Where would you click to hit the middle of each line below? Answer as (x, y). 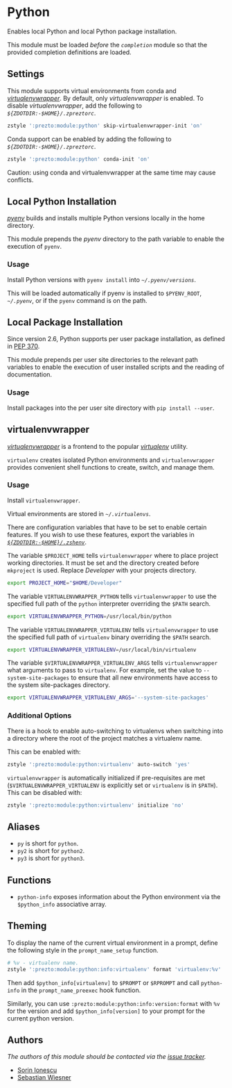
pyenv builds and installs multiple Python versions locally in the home (106, 218)
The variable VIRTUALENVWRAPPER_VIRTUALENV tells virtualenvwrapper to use (113, 629)
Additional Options (39, 716)
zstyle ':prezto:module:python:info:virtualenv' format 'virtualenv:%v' (114, 969)
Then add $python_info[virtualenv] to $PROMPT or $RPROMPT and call (103, 982)
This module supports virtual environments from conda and (92, 90)
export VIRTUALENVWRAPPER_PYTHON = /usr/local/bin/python (89, 616)
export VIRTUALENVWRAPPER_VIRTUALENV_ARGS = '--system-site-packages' (108, 698)
